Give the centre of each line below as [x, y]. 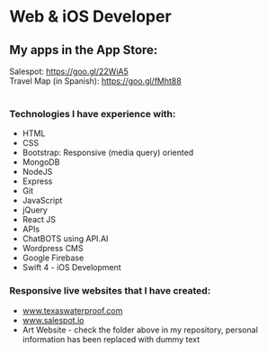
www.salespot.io [53, 320]
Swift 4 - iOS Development [71, 268]
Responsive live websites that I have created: [110, 291]
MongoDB [41, 162]
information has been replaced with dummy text [111, 339]
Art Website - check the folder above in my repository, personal [140, 330]
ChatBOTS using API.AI [65, 239]
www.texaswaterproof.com [72, 310]
